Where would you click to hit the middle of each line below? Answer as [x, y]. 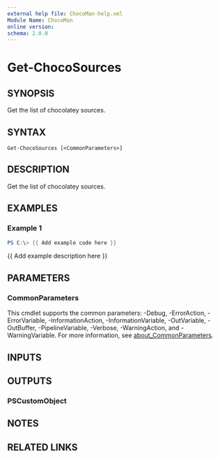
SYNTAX [27, 132]
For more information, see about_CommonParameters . [136, 335]
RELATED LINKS [42, 447]
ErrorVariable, [27, 320]
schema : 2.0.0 [28, 33]
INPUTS [24, 357]
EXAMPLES [32, 208]
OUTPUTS [30, 381]
